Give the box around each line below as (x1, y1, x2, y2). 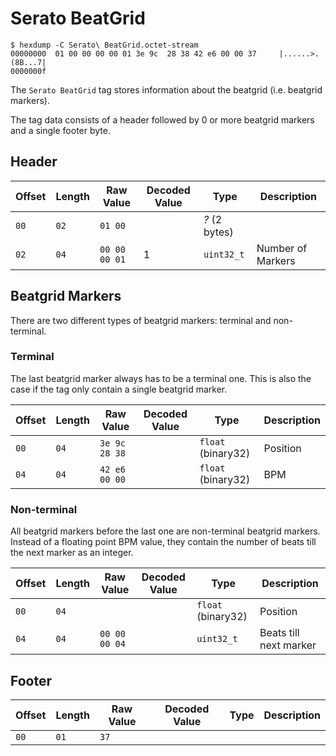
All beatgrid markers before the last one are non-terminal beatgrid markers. (10, 525, 321, 537)
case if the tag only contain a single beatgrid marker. (10, 383, 228, 395)
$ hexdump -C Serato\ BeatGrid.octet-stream (10, 40, 199, 50)
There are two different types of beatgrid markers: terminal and (10, 314, 272, 326)
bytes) (203, 225, 234, 239)
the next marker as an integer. (10, 547, 134, 559)
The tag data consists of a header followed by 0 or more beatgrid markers (10, 113, 315, 126)
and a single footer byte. (10, 124, 111, 136)
